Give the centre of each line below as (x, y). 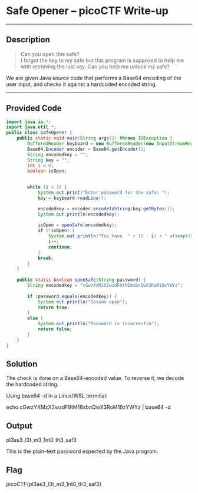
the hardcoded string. (32, 385)
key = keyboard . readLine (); (72, 198)
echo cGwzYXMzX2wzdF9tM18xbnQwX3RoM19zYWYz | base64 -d (88, 407)
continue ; (60, 247)
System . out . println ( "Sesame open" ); (82, 302)
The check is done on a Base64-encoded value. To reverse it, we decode (95, 378)
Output (19, 426)
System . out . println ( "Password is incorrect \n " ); (98, 324)
